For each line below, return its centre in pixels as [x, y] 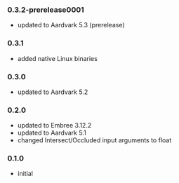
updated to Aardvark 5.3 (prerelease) [71, 25]
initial [25, 174]
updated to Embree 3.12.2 [54, 126]
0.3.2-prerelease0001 [46, 10]
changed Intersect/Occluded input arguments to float [94, 140]
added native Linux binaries [58, 58]
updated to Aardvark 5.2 [53, 92]
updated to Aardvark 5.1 [52, 133]
